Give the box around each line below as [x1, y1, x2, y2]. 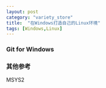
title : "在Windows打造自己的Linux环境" [6, 20, 101, 26]
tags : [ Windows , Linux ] [6, 25, 63, 32]
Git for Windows [6, 45, 55, 54]
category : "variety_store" [6, 14, 73, 20]
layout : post [6, 8, 39, 15]
